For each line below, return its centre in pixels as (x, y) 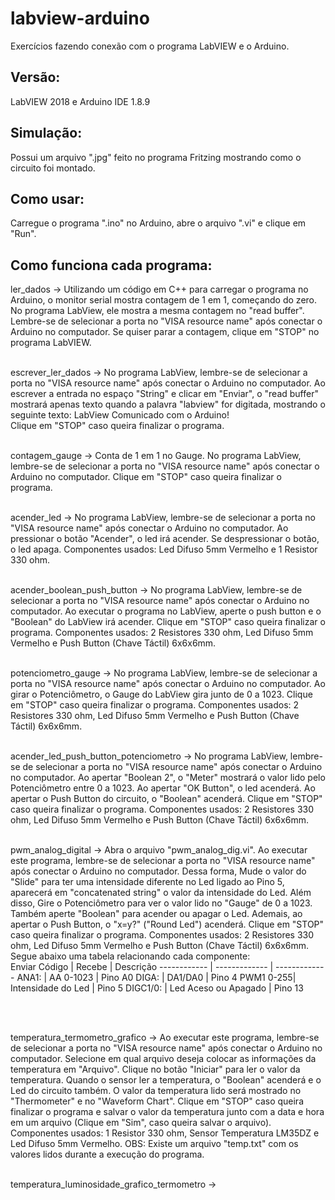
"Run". (23, 234)
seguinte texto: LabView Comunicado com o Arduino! (120, 415)
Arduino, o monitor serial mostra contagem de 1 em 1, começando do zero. (164, 300)
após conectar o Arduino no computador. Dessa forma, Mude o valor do (158, 871)
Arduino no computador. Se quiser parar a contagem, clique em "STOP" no (165, 332)
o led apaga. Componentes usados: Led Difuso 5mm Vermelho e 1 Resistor (164, 549)
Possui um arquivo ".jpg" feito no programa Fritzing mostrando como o (156, 157)
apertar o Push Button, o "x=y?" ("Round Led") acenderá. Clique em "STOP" (167, 924)
